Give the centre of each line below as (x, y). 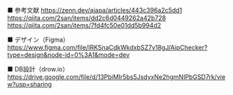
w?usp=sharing (30, 84)
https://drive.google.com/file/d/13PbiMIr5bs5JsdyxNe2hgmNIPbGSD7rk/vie (116, 77)
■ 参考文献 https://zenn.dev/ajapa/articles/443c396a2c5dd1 (95, 10)
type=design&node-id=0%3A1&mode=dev (69, 55)
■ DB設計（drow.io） (38, 69)
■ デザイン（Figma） (38, 40)
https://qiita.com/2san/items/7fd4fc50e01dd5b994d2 (84, 25)
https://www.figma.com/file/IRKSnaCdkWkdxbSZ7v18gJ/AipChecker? (107, 47)
